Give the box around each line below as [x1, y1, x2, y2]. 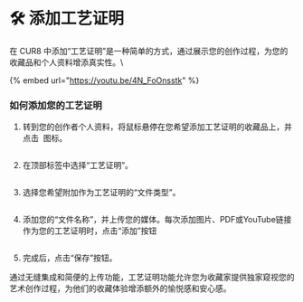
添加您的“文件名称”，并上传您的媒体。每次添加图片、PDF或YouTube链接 [22, 214, 292, 225]
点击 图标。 [22, 133, 68, 144]
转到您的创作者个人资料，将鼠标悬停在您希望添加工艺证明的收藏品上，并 [22, 121, 292, 132]
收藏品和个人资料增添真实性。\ [9, 56, 124, 68]
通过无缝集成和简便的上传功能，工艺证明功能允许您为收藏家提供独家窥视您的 [9, 272, 295, 283]
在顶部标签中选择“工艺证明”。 [22, 160, 134, 171]
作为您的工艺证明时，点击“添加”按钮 [22, 225, 157, 236]
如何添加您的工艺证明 [9, 99, 102, 111]
